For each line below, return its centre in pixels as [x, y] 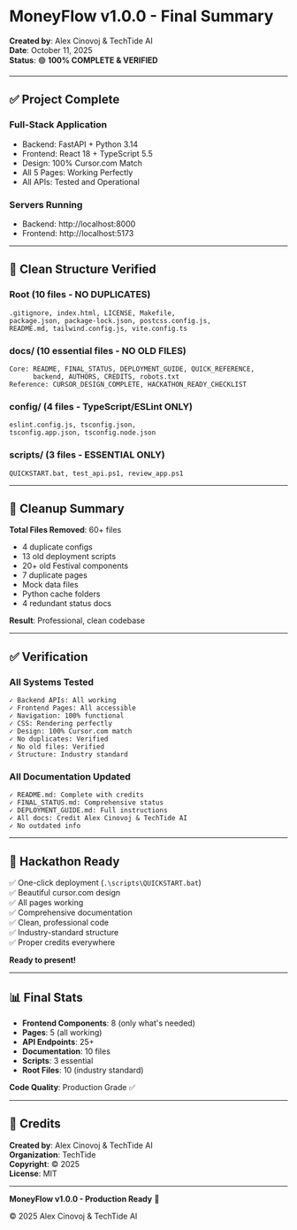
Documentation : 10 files [66, 1051]
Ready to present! [43, 960]
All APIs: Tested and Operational [80, 181]
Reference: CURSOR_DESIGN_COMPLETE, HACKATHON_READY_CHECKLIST [128, 384]
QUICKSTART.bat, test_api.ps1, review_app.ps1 [96, 473]
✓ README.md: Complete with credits [76, 795]
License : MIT [33, 1173]
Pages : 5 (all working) [62, 1032]
